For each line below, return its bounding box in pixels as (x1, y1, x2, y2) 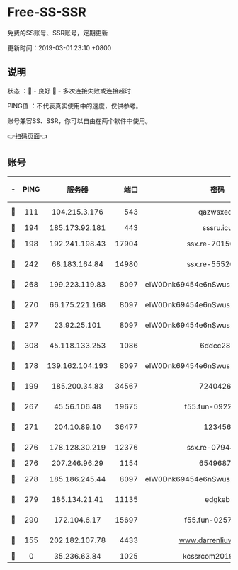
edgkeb (205, 494, 230, 504)
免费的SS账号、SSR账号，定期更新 (7, 28, 108, 37)
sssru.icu (202, 222, 233, 232)
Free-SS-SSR (7, 4, 86, 21)
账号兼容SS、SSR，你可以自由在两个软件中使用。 (7, 116, 152, 125)
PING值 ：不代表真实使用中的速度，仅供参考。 (7, 101, 142, 110)
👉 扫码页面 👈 (7, 132, 48, 140)
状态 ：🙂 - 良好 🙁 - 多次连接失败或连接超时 (7, 86, 131, 95)
